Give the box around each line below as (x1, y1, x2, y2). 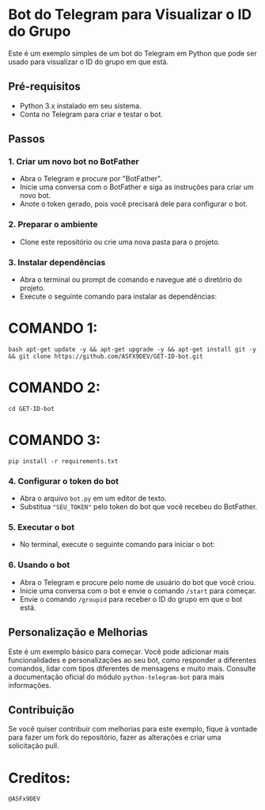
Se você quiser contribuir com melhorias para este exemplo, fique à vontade (8, 724, 258, 734)
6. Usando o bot (8, 560, 70, 571)
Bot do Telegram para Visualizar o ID (8, 6, 252, 24)
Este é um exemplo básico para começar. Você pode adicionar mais (8, 647, 229, 656)
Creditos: (8, 769, 71, 787)
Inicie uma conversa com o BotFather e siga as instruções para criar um (19, 182, 255, 192)
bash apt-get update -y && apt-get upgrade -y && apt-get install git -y (8, 345, 257, 353)
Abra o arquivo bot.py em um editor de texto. (19, 493, 168, 504)
